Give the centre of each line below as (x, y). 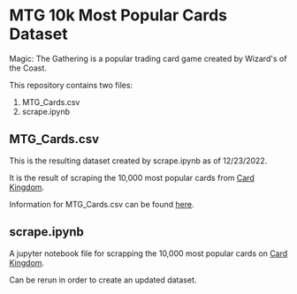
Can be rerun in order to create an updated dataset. (103, 280)
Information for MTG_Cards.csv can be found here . (102, 204)
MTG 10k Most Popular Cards (118, 15)
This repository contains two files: (71, 85)
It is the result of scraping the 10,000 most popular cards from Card (132, 177)
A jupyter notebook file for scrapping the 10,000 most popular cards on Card (148, 253)
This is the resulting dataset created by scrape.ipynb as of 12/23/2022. (138, 161)
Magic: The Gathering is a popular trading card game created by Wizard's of (148, 58)
